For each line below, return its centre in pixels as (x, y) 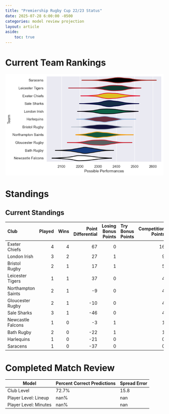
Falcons (16, 325)
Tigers (14, 281)
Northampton (21, 288)
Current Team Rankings (56, 63)
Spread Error (134, 383)
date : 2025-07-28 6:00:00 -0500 (39, 16)
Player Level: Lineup (28, 397)
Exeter (14, 244)
